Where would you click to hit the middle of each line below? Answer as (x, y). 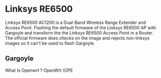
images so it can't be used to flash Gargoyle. (50, 43)
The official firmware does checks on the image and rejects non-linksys (77, 38)
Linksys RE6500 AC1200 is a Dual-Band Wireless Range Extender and (75, 22)
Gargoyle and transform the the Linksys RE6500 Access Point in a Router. (79, 33)
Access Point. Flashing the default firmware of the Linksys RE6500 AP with (81, 27)
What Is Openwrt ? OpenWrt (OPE (39, 70)
